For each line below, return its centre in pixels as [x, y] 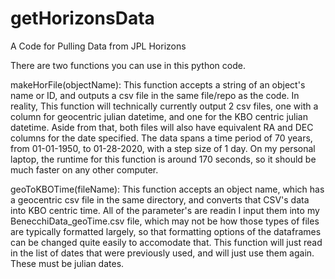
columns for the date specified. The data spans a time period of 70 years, [161, 138]
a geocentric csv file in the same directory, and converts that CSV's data [160, 199]
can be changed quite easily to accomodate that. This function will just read [166, 242]
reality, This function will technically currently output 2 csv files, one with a [164, 106]
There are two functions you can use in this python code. [128, 65]
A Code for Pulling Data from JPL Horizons [98, 46]
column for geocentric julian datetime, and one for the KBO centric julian [159, 116]
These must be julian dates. [67, 263]
